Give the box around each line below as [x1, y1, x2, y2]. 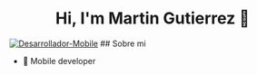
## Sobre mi [99, 38, 147, 49]
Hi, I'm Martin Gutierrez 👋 [55, 8, 250, 29]
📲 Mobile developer [22, 55, 96, 66]
